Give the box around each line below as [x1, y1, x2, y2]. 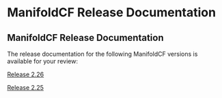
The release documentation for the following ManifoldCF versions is [7, 50, 198, 58]
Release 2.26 [7, 70, 44, 78]
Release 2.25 [7, 84, 44, 91]
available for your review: [7, 57, 79, 65]
